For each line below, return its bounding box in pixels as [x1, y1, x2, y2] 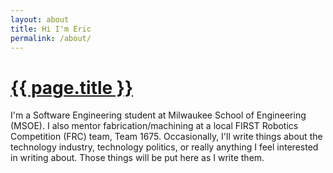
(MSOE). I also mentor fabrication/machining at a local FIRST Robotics [10, 120, 299, 132]
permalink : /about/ [10, 33, 92, 43]
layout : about [10, 14, 70, 25]
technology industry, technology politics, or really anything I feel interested [10, 141, 319, 153]
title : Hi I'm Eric [10, 24, 92, 34]
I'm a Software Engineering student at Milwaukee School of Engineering [10, 109, 307, 121]
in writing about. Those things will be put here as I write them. [10, 152, 265, 164]
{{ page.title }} [10, 76, 134, 99]
